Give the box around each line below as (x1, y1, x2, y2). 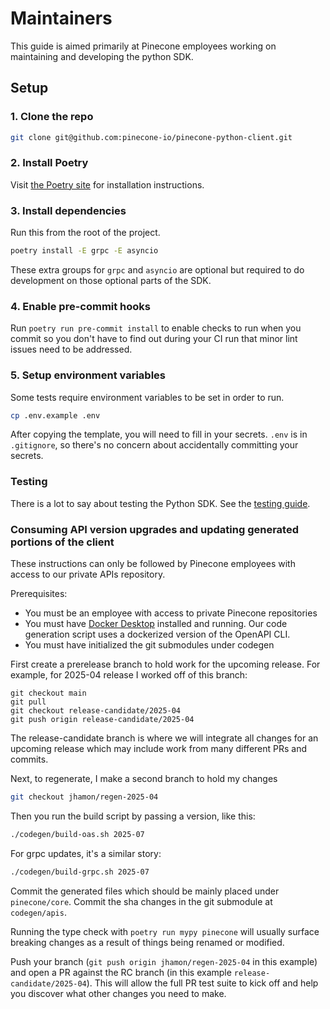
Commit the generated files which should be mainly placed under (10, 885, 280, 897)
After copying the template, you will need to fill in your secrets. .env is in (10, 428, 308, 441)
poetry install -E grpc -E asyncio (10, 246, 159, 256)
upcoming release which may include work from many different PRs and (10, 743, 308, 755)
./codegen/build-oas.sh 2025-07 (10, 829, 145, 839)
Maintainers (10, 7, 113, 30)
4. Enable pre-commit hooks (10, 299, 152, 313)
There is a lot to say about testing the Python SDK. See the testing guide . (10, 497, 311, 509)
